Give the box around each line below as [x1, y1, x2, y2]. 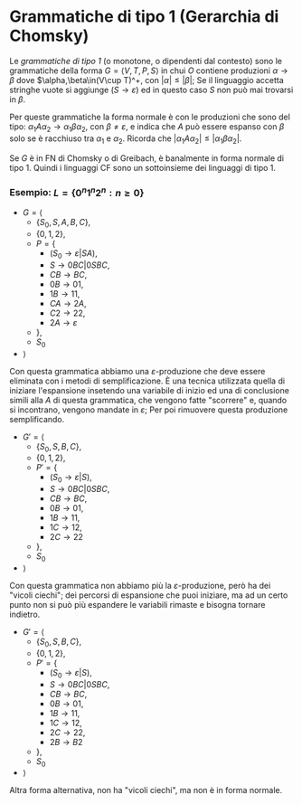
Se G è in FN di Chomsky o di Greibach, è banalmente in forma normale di [9, 152, 285, 164]
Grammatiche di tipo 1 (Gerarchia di [9, 6, 279, 27]
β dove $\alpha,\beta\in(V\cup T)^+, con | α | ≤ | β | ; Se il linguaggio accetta [9, 74, 285, 85]
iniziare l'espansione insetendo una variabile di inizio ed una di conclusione [9, 384, 289, 395]
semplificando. [9, 413, 65, 424]
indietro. [9, 609, 41, 620]
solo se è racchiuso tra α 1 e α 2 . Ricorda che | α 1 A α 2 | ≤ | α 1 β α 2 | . [9, 133, 242, 146]
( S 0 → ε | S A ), [49, 248, 98, 260]
